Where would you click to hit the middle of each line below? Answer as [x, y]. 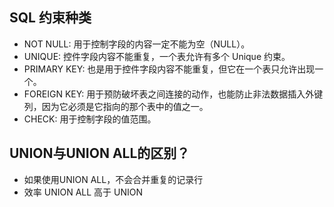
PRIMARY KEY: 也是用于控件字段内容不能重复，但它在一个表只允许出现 [169, 69]
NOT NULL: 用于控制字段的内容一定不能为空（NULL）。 [137, 44]
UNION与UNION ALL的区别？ [100, 153]
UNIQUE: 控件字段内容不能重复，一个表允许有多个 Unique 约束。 [157, 56]
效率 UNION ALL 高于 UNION [83, 192]
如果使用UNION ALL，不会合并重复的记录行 [113, 179]
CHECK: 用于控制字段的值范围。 [90, 119]
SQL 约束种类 [50, 18]
